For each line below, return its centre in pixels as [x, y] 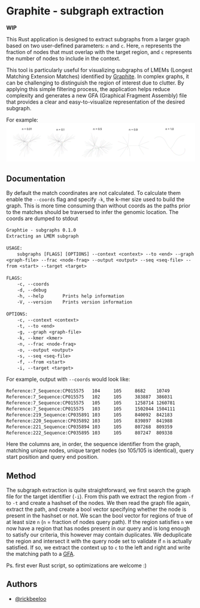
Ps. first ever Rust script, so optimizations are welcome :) [76, 565]
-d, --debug [32, 290]
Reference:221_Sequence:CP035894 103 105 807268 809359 [89, 427]
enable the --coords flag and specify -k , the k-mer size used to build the [95, 200]
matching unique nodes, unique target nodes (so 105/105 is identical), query [100, 450]
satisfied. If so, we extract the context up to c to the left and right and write [98, 547]
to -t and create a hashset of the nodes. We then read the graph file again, [98, 502]
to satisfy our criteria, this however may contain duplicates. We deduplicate [99, 534]
